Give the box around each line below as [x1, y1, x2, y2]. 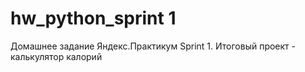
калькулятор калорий [10, 50, 103, 62]
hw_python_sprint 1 [10, 7, 177, 30]
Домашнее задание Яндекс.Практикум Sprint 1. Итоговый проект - [10, 40, 296, 52]
